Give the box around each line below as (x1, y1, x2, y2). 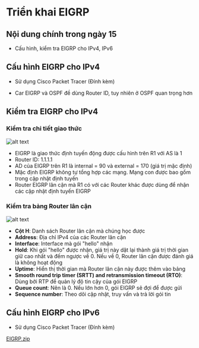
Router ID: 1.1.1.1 (14, 156, 53, 163)
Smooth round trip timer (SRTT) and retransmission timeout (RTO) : (14, 271, 183, 278)
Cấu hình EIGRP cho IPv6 (6, 308, 100, 318)
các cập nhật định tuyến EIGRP (14, 187, 91, 195)
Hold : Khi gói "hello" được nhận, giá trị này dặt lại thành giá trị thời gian (14, 246, 189, 253)
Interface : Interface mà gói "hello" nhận (14, 240, 113, 247)
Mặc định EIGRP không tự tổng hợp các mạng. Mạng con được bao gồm (14, 168, 191, 175)
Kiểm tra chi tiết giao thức (6, 124, 82, 133)
